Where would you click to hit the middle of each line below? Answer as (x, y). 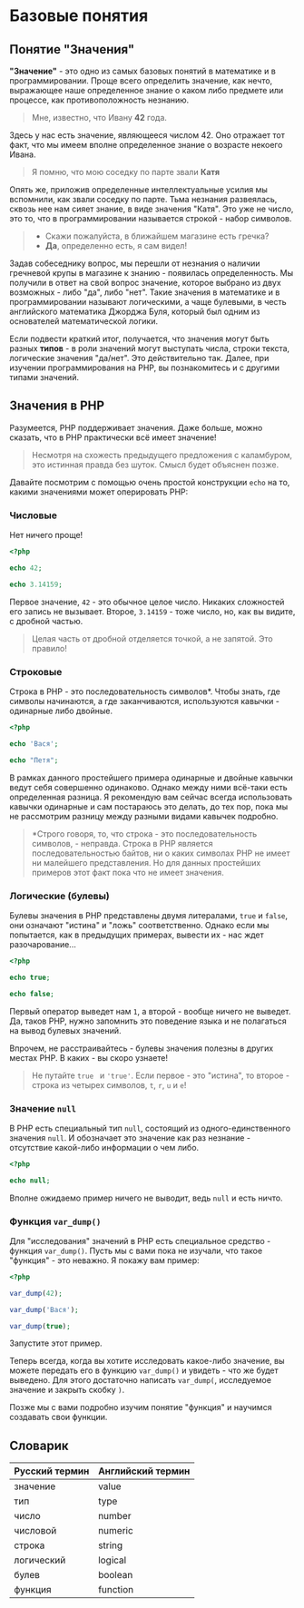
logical (113, 1560)
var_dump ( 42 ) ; (36, 1293)
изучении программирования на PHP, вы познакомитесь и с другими (144, 368)
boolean (116, 1575)
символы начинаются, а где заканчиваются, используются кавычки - (144, 701)
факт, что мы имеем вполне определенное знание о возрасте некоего (146, 145)
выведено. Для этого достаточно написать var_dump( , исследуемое (141, 1380)
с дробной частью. (46, 621)
